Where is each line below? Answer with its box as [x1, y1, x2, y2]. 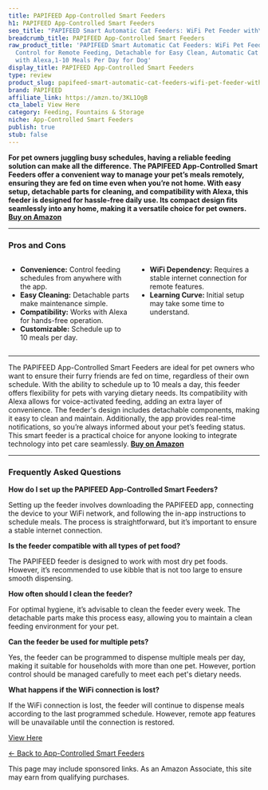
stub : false [8, 130, 48, 138]
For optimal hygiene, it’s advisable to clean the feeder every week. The [8, 604, 241, 614]
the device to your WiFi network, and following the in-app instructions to [8, 509, 246, 518]
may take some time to [149, 298, 225, 308]
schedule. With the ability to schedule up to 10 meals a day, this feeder [8, 379, 241, 389]
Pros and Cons [8, 239, 66, 250]
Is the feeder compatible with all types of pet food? [8, 541, 181, 551]
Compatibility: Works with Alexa [19, 307, 128, 317]
